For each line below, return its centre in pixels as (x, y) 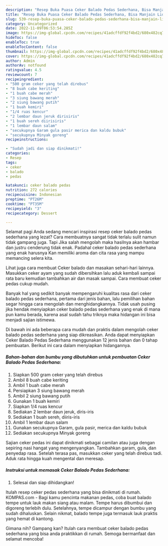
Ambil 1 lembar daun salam (40, 422)
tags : (11, 163)
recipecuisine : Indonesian (34, 195)
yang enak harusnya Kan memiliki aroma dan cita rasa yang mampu (75, 253)
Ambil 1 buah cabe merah (39, 385)
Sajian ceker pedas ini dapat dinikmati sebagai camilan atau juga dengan (80, 443)
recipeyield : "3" (24, 208)
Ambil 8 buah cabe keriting (41, 380)
